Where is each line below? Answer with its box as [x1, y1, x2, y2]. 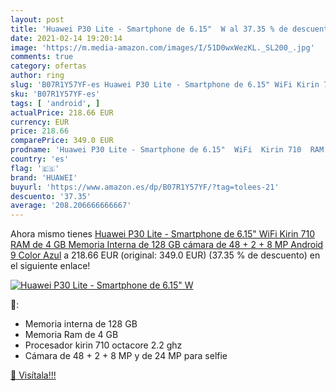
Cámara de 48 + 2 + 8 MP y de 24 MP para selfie [24, 350, 228, 362]
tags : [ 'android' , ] [10, 98, 101, 108]
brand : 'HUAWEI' [10, 172, 78, 183]
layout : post [10, 14, 65, 25]
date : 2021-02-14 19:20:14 [10, 33, 123, 43]
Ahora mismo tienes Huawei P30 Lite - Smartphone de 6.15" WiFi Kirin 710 [10, 228, 315, 240]
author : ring [10, 71, 65, 81]
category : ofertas [10, 61, 87, 71]
